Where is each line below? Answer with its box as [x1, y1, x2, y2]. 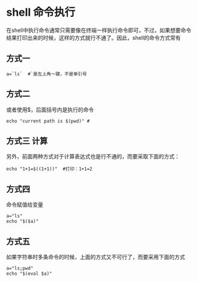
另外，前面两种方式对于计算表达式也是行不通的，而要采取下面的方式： [6, 153, 180, 160]
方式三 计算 [6, 136, 48, 146]
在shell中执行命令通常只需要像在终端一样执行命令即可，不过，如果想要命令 [6, 27, 192, 34]
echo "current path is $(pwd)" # [6, 118, 90, 124]
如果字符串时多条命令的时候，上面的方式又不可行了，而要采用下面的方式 [6, 254, 185, 260]
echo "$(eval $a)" [6, 271, 52, 277]
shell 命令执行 [6, 5, 76, 19]
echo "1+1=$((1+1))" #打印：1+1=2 [6, 166, 92, 172]
